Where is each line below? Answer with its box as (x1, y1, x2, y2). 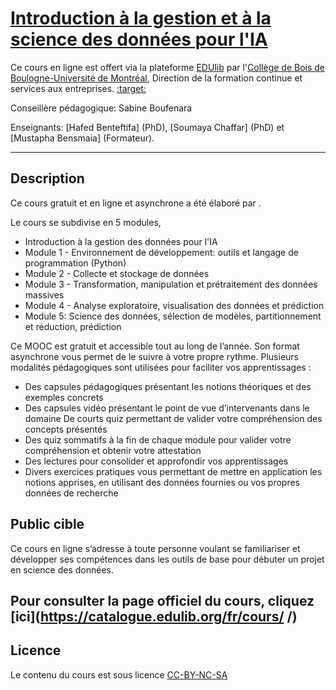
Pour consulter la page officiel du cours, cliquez (10, 592, 315, 609)
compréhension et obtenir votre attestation (24, 444, 202, 456)
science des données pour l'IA (10, 28, 268, 51)
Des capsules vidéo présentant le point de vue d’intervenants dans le (24, 402, 310, 414)
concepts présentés (24, 423, 108, 435)
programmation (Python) (24, 257, 127, 269)
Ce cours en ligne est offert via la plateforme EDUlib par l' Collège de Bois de (10, 61, 325, 73)
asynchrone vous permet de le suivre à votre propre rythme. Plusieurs (10, 350, 299, 362)
